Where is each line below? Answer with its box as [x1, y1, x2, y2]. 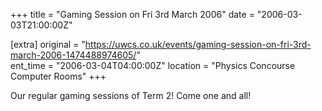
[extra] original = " [10, 39, 86, 50]
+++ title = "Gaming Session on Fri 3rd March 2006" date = [10, 9, 255, 20]
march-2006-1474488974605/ [10, 49, 137, 61]
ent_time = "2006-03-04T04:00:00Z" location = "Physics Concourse [10, 60, 296, 71]
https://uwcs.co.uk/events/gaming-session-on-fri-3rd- [84, 39, 312, 50]
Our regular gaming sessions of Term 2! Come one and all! [10, 90, 252, 101]
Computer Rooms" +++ [10, 70, 107, 82]
